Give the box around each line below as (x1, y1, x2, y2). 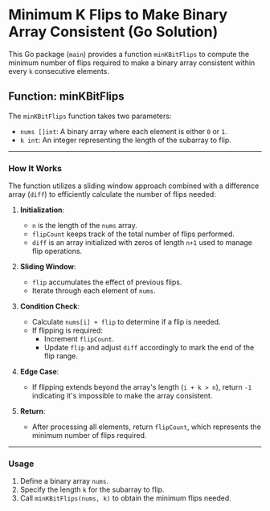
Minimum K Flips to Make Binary (8, 6, 227, 24)
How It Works (8, 162, 63, 174)
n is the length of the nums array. (31, 221, 138, 231)
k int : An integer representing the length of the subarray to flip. (19, 135, 231, 145)
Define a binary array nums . (19, 476, 108, 486)
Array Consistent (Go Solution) (8, 22, 219, 41)
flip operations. (31, 247, 83, 256)
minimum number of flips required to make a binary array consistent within (8, 58, 256, 67)
